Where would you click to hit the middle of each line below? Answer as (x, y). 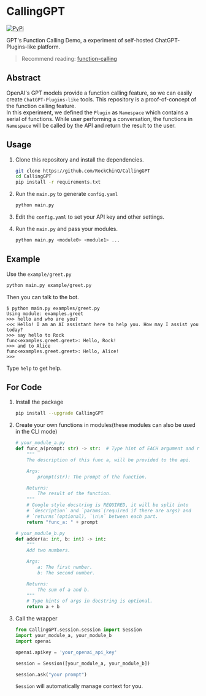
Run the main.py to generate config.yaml (67, 194)
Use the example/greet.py (39, 274)
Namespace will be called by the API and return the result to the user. (91, 125)
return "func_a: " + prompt (62, 522)
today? (15, 330)
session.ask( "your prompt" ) (51, 674)
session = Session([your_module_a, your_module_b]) (82, 663)
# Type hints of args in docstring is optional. (90, 601)
